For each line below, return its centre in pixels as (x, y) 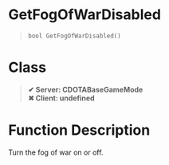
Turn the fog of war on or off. (56, 152)
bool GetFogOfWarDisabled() (74, 36)
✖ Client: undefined (61, 98)
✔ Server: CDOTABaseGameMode (85, 89)
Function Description (79, 130)
